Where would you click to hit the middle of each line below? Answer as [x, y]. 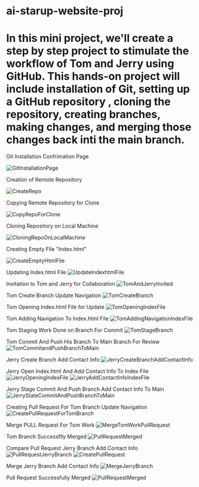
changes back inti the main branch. [96, 140]
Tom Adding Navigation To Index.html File [58, 318]
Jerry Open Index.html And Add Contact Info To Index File [77, 371]
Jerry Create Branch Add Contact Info [53, 360]
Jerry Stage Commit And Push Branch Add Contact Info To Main [85, 389]
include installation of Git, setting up [98, 89]
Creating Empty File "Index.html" [46, 249]
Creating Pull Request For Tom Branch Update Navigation [77, 407]
